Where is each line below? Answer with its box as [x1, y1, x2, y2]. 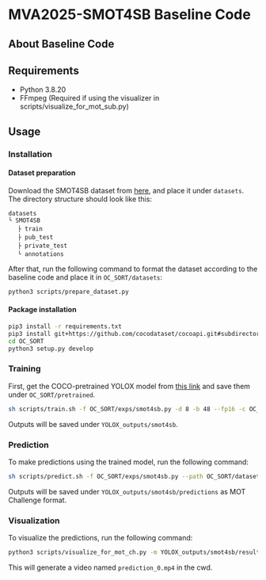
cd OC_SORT [8, 337, 44, 345]
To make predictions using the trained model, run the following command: [8, 457, 249, 467]
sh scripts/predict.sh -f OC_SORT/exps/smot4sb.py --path [8, 472, 203, 480]
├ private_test [17, 242, 68, 250]
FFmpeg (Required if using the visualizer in [19, 93, 160, 103]
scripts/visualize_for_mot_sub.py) [19, 101, 129, 112]
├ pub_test [17, 233, 54, 241]
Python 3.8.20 [19, 85, 66, 94]
